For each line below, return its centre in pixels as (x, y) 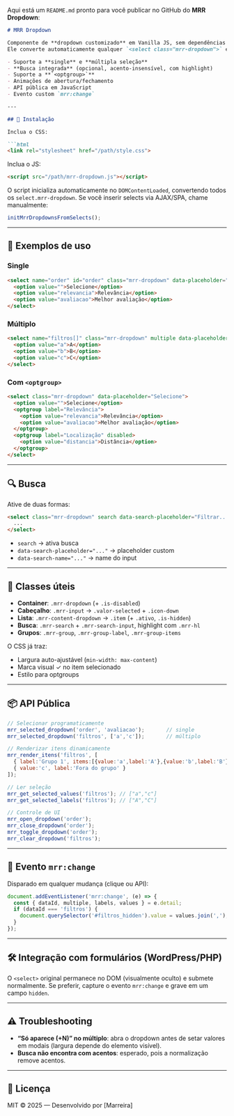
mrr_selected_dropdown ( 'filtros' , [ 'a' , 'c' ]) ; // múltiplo (104, 736)
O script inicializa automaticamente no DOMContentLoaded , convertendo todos (117, 190)
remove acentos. (41, 1060)
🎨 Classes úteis (41, 587)
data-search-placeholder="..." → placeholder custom (96, 551)
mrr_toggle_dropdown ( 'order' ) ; (53, 832)
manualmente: (28, 205)
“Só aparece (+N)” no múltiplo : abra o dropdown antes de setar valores (121, 1038)
